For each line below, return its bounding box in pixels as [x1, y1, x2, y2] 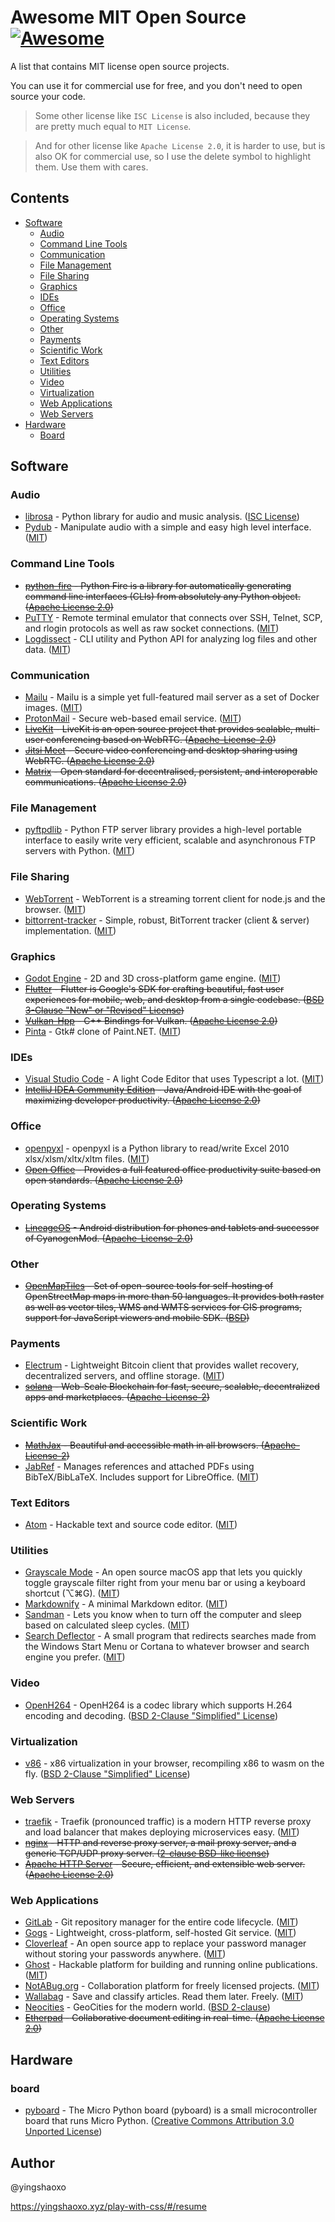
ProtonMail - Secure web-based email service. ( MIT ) [24, 712, 242, 725]
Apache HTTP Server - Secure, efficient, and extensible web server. [24, 1858, 306, 1870]
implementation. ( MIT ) [24, 924, 117, 936]
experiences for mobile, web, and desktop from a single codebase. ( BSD [24, 993, 325, 1005]
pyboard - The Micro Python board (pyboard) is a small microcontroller [24, 2104, 318, 2116]
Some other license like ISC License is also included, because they [34, 109, 311, 121]
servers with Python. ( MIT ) [24, 845, 136, 857]
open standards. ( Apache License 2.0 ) [24, 1174, 183, 1186]
